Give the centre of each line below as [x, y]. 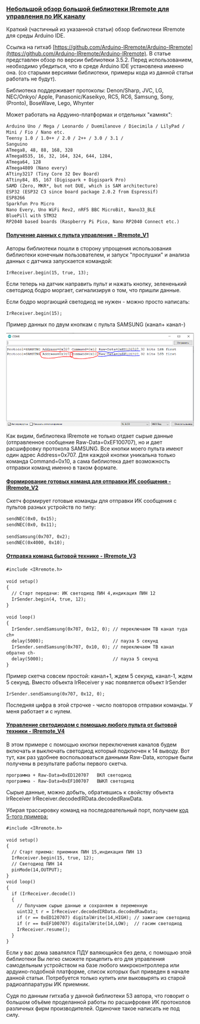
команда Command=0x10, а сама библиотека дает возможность [88, 462]
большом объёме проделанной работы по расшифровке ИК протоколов [99, 1002]
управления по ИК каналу [46, 16]
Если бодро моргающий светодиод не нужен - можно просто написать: [98, 301]
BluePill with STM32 [32, 216]
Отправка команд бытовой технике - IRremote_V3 [71, 556]
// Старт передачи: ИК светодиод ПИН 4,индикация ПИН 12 [84, 593]
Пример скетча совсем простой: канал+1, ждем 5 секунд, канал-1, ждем [99, 676]
